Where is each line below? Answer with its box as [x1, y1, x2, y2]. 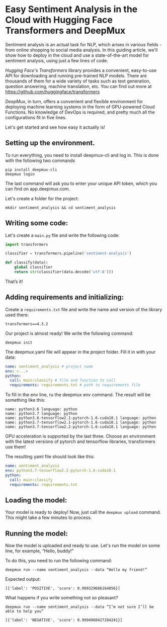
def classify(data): [5, 260, 49, 265]
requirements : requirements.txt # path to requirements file [10, 383, 141, 388]
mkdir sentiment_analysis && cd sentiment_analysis [5, 205, 116, 210]
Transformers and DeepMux [5, 25, 126, 36]
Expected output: [5, 576, 41, 582]
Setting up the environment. [5, 139, 95, 147]
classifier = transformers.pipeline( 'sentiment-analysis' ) [5, 251, 132, 256]
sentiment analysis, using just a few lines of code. [5, 57, 108, 63]
